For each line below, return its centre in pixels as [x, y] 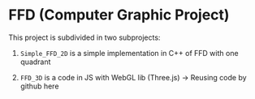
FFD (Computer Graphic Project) [119, 15]
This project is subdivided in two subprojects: [84, 37]
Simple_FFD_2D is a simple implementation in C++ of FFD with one [129, 53]
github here [39, 86]
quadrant [35, 62]
